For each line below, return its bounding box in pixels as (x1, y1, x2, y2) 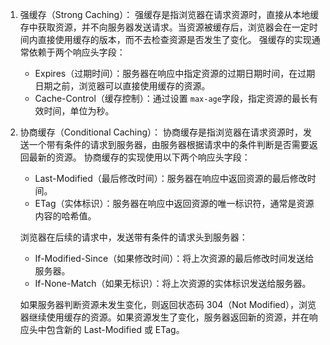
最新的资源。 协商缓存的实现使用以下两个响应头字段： (28, 151, 251, 163)
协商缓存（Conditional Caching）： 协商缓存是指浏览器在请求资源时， (19, 126, 304, 138)
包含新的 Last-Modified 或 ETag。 (46, 324, 185, 335)
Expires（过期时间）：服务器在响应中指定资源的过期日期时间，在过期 (34, 68, 316, 79)
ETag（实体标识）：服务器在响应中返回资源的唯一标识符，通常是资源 (34, 198, 315, 209)
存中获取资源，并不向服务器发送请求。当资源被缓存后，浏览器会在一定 (19, 21, 310, 33)
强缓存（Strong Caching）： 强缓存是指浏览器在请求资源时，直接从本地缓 (19, 9, 320, 20)
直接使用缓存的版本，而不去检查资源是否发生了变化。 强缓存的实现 (37, 34, 312, 45)
